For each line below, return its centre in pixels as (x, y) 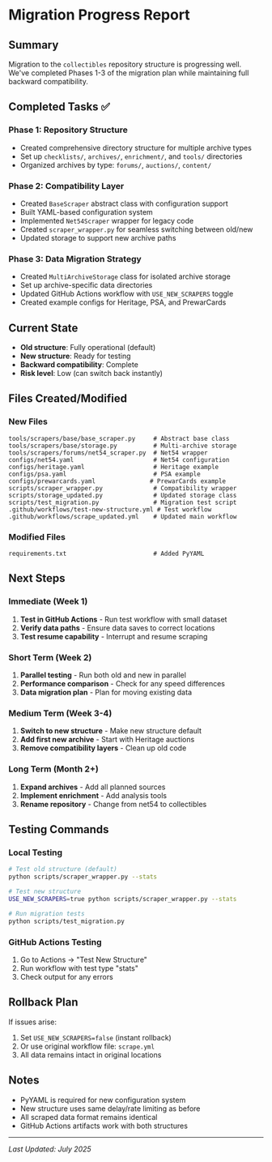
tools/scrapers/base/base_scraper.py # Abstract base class (119, 438)
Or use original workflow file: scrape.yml (87, 1046)
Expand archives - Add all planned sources (93, 787)
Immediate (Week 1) (48, 601)
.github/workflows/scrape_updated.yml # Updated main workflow (123, 516)
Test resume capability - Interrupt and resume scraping (114, 636)
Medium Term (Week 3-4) (60, 713)
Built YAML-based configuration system (87, 211)
